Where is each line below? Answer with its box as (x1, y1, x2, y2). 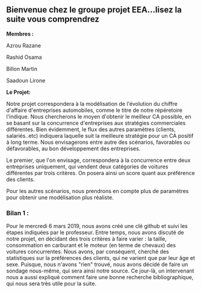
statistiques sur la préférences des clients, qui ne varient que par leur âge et (6, 254, 196, 262)
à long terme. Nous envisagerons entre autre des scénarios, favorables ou (6, 138, 191, 146)
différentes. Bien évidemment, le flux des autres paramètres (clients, (6, 126, 176, 133)
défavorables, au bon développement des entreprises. (6, 144, 141, 152)
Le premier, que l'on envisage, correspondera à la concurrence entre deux (6, 156, 191, 164)
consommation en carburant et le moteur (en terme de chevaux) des (6, 242, 176, 249)
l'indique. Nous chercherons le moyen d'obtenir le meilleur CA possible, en (6, 113, 191, 120)
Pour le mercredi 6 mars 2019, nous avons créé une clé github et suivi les (6, 223, 188, 230)
